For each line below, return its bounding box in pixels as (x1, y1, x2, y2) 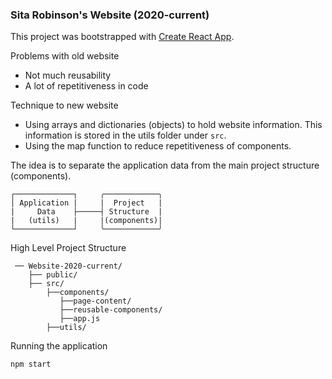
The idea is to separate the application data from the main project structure (10, 159, 320, 172)
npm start (10, 359, 52, 370)
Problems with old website (10, 50, 120, 62)
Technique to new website (10, 99, 119, 112)
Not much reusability (24, 69, 112, 82)
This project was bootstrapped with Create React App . (10, 31, 235, 43)
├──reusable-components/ (59, 305, 163, 315)
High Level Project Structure (10, 242, 127, 254)
